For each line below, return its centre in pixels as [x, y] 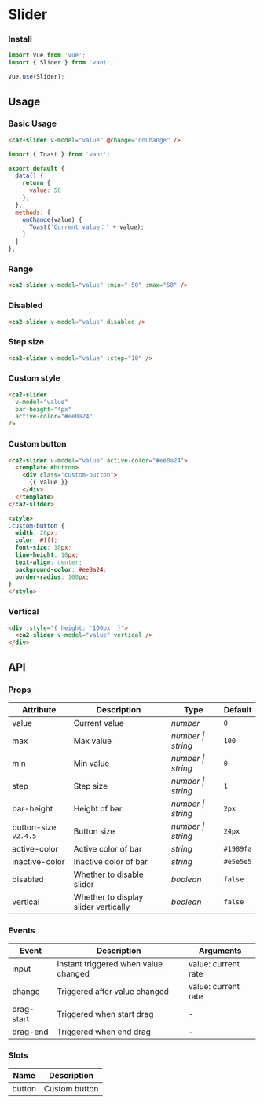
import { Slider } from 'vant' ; [61, 63]
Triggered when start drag [105, 1014]
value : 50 [45, 190]
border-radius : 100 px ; [52, 577]
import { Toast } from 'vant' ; [59, 154]
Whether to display [108, 896]
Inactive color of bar [110, 861]
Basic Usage [33, 123]
